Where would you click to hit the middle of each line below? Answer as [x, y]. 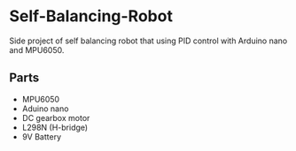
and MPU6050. [37, 49]
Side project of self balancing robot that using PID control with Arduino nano [148, 41]
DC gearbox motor [56, 117]
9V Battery [42, 136]
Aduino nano [45, 109]
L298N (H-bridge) [55, 127]
